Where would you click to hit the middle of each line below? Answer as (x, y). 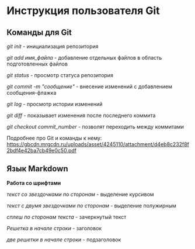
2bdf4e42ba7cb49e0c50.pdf (41, 151)
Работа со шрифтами (34, 183)
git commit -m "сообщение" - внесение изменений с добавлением (90, 87)
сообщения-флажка (32, 93)
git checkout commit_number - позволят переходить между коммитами (95, 127)
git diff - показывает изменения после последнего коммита (81, 115)
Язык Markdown (37, 169)
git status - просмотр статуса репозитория (60, 75)
